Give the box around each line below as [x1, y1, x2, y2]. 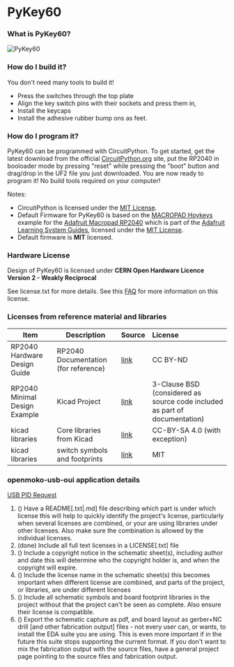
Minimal [10, 392, 37, 402]
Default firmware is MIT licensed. [17, 233, 114, 242]
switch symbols [56, 445, 108, 455]
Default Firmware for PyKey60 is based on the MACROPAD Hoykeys [17, 211, 213, 219]
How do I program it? [7, 131, 79, 141]
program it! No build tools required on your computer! [7, 177, 161, 185]
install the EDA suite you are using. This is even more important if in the [17, 629, 222, 638]
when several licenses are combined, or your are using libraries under [17, 519, 218, 527]
